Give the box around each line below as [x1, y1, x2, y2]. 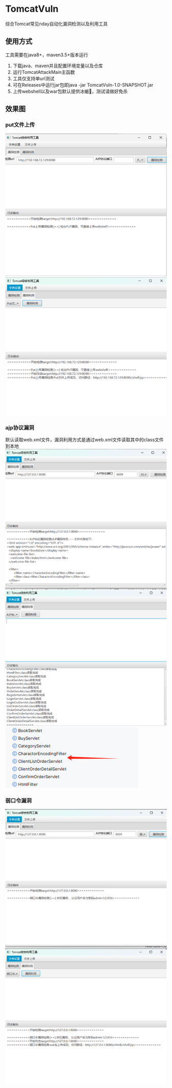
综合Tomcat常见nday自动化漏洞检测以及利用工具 [5, 20, 108, 27]
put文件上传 [5, 121, 35, 129]
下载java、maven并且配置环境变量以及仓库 [12, 62, 103, 69]
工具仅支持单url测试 [12, 75, 55, 81]
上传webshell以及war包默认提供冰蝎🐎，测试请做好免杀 [12, 88, 128, 94]
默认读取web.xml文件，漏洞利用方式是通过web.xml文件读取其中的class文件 [5, 436, 164, 443]
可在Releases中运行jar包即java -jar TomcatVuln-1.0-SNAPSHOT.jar [12, 81, 154, 88]
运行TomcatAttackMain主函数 [12, 69, 75, 75]
